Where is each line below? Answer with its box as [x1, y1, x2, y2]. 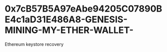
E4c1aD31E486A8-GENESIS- [5, 14, 128, 25]
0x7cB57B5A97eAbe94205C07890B [5, 3, 162, 15]
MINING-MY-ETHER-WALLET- [5, 25, 134, 36]
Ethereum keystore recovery [5, 41, 64, 47]
